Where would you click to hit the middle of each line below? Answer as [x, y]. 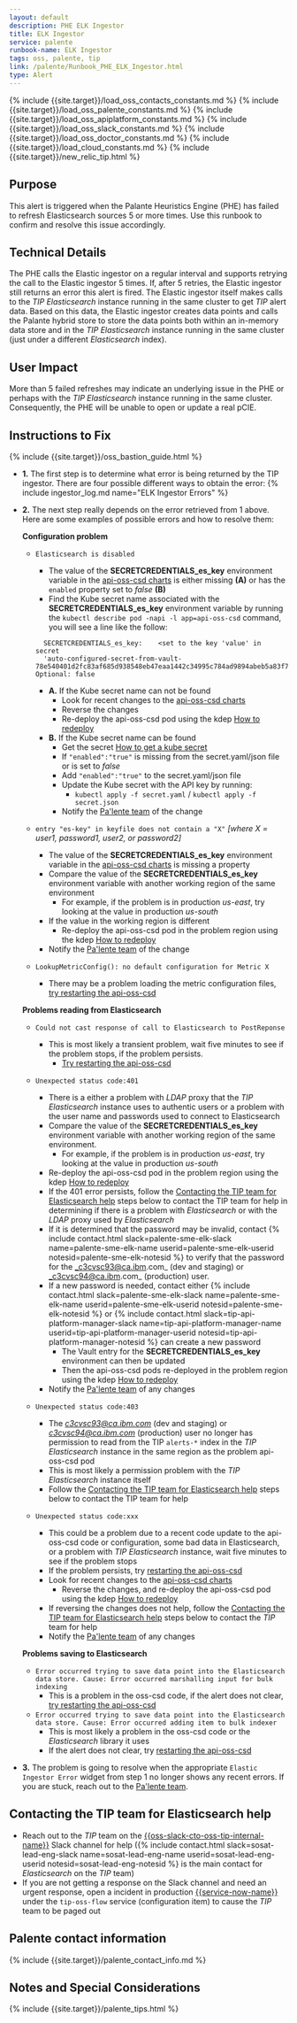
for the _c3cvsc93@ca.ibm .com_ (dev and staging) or [146, 1266]
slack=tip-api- [229, 1314]
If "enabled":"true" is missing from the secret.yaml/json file [171, 757]
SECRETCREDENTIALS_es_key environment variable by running [166, 608]
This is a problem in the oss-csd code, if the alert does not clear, [166, 1695]
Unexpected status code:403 [87, 1407]
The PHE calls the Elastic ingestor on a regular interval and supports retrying [148, 274]
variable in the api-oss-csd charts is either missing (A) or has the [167, 580]
